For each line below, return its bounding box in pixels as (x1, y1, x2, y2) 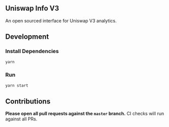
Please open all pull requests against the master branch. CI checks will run (5, 111, 164, 117)
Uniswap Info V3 (5, 4, 60, 13)
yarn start (5, 83, 29, 88)
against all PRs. (5, 116, 37, 122)
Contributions (5, 97, 51, 106)
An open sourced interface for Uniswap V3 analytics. (5, 17, 117, 23)
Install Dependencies (5, 48, 59, 55)
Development (5, 33, 50, 41)
